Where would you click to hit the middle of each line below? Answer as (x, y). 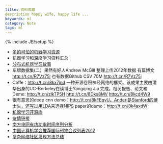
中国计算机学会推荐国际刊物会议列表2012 (54, 131)
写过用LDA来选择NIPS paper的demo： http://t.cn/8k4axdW (88, 106)
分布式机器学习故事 (32, 64)
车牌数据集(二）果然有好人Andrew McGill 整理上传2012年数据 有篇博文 (83, 70)
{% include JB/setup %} (29, 42)
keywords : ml (18, 19)
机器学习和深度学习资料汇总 (40, 58)
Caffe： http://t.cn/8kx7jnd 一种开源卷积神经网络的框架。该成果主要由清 (84, 83)
